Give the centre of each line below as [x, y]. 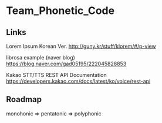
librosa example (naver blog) [41, 57]
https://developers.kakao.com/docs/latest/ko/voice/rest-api [78, 81]
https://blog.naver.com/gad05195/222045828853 [66, 64]
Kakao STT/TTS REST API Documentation [56, 75]
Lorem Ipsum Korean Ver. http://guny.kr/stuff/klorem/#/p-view [81, 46]
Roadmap [24, 99]
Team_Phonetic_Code [60, 11]
